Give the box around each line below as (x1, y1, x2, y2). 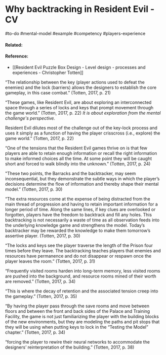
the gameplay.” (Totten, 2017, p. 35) (5, 293, 78, 299)
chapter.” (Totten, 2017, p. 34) (5, 329, 66, 335)
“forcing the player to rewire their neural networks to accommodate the (5, 339, 150, 345)
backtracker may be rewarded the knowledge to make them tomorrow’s (5, 227, 151, 233)
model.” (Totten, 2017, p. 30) (5, 186, 63, 192)
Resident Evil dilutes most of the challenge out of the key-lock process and (5, 125, 158, 131)
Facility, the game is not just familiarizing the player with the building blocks (5, 313, 159, 319)
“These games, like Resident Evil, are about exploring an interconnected (5, 99, 152, 105)
